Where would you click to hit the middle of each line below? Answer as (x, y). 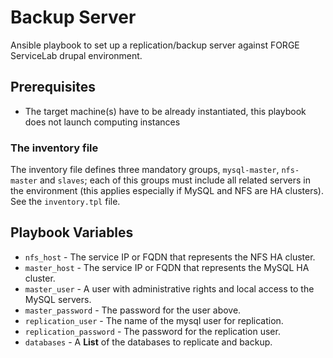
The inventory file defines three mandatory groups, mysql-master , (145, 170)
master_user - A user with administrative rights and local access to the (169, 288)
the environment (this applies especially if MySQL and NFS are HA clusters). (167, 191)
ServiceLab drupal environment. (76, 55)
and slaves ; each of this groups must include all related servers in (175, 180)
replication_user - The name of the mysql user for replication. (154, 320)
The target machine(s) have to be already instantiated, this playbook (165, 111)
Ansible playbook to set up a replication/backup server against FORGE (155, 45)
